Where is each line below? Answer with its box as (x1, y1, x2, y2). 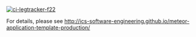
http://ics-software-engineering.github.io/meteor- (64, 18, 190, 24)
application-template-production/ (6, 24, 90, 31)
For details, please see (6, 18, 64, 24)
